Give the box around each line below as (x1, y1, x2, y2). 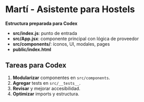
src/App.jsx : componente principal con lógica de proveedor (12, 36, 139, 42)
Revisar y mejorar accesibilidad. (12, 85, 80, 91)
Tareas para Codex (5, 61, 67, 70)
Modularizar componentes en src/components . (12, 75, 110, 81)
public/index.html (12, 46, 52, 52)
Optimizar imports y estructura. (12, 90, 80, 97)
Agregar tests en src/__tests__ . (12, 80, 81, 86)
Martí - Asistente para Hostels (5, 4, 135, 15)
